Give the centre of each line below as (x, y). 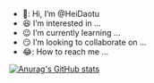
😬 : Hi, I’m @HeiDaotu (61, 14)
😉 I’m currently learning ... (71, 33)
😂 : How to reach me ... (65, 52)
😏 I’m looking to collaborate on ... (84, 42)
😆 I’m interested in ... (61, 23)
